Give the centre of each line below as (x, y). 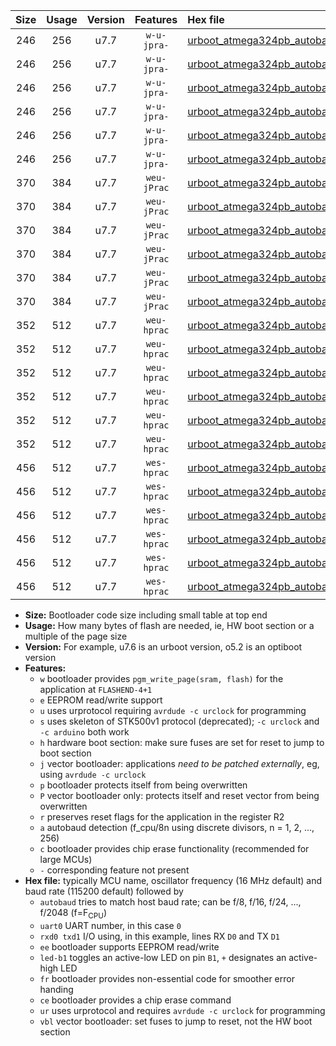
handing (56, 989)
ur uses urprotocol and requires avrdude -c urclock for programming (182, 1010)
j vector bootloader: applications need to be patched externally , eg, (179, 763)
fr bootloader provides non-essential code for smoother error (167, 978)
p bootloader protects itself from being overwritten (143, 785)
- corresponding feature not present (114, 870)
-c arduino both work (84, 732)
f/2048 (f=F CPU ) (73, 914)
